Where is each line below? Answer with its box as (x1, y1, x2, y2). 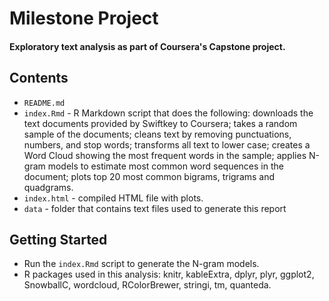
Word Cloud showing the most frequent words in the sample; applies (23, 149, 307, 161)
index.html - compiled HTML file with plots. (23, 192, 204, 204)
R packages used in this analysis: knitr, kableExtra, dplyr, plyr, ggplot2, (23, 268, 315, 281)
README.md (23, 98, 66, 108)
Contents (9, 70, 69, 87)
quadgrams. (23, 181, 74, 193)
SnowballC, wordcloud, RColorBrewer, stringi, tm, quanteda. (23, 279, 272, 291)
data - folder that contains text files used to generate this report (23, 202, 287, 214)
